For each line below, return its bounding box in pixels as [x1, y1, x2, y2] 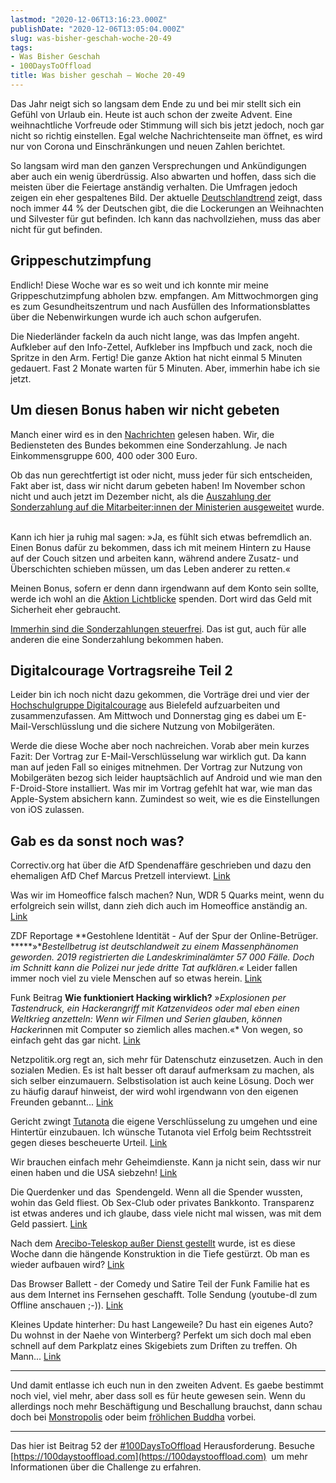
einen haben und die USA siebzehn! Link [10, 1167, 178, 1179]
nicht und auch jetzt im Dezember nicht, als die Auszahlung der [10, 490, 272, 502]
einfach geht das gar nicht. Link [10, 1034, 141, 1046]
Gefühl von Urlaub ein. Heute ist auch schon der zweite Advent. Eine [10, 108, 293, 120]
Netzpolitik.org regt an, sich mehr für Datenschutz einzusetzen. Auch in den [10, 1054, 324, 1066]
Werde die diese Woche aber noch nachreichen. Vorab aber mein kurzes [10, 740, 310, 752]
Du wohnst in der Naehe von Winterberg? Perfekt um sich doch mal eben [10, 1329, 312, 1341]
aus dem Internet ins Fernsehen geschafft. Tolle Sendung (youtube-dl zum [10, 1289, 318, 1301]
